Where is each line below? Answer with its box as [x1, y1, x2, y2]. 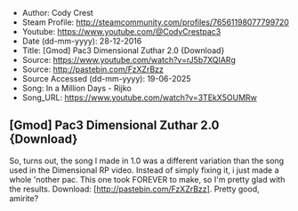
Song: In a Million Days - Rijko [21, 83, 132, 93]
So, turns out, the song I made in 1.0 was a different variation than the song [9, 155, 285, 166]
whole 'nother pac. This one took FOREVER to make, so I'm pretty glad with [9, 174, 286, 184]
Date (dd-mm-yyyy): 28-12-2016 [21, 35, 142, 46]
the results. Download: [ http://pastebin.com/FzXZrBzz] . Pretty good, [9, 184, 260, 194]
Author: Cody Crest [21, 8, 93, 18]
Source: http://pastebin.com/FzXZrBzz [21, 64, 165, 74]
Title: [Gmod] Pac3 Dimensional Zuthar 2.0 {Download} [21, 45, 225, 56]
